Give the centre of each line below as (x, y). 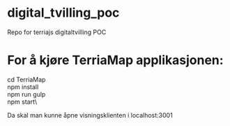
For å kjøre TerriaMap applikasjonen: (116, 60)
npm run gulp (26, 94)
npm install (23, 87)
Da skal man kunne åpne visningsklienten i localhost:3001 (90, 115)
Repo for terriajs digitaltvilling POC (57, 32)
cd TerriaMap (26, 79)
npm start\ (22, 102)
